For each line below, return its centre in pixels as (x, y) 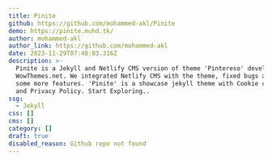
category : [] (30, 128)
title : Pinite (32, 16)
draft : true (28, 136)
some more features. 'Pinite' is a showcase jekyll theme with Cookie (137, 83)
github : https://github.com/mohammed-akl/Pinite (92, 23)
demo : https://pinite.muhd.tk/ (61, 31)
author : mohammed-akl (45, 38)
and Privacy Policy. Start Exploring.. (83, 91)
